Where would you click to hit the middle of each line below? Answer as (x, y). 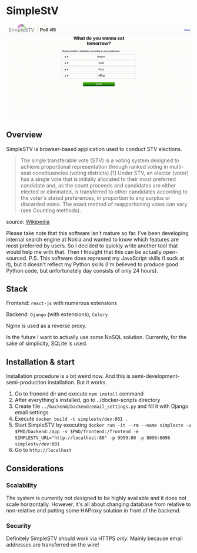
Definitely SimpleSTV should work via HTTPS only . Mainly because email (95, 538)
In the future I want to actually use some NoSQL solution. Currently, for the (96, 337)
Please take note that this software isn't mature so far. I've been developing (98, 233)
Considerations (35, 468)
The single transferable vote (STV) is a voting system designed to (100, 160)
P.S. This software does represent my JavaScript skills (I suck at (106, 258)
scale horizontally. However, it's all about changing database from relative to (98, 504)
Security (19, 525)
